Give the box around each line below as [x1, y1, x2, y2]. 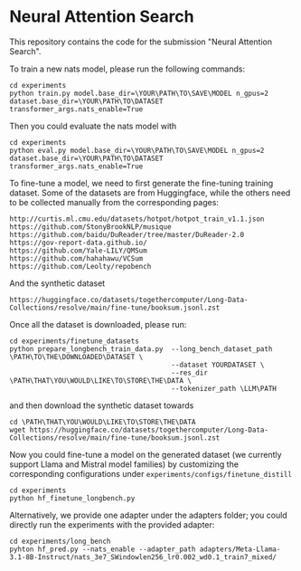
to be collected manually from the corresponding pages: [9, 196, 220, 207]
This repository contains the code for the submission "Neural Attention [9, 36, 273, 47]
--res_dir [171, 368, 208, 377]
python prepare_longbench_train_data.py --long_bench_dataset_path [9, 344, 273, 354]
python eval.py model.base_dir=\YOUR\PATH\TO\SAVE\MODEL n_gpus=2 [9, 146, 265, 155]
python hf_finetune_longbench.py [9, 493, 136, 503]
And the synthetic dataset [9, 278, 106, 289]
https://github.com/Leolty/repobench [9, 262, 152, 271]
